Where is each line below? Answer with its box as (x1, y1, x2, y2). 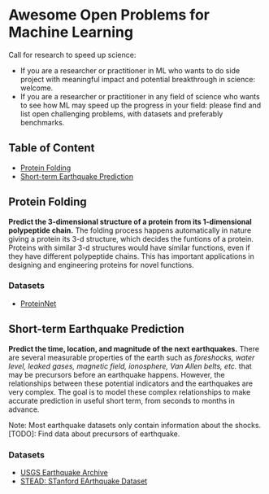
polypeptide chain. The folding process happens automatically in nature (8, 225, 252, 235)
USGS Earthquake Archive (20, 467, 108, 477)
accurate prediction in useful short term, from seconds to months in (8, 396, 236, 405)
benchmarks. (20, 117, 65, 127)
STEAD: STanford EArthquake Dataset (20, 476, 148, 486)
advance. (8, 404, 40, 414)
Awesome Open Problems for (8, 6, 210, 24)
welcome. (20, 83, 54, 93)
